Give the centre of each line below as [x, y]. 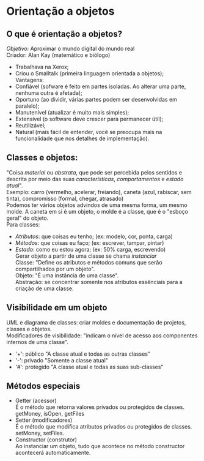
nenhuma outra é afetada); [49, 93]
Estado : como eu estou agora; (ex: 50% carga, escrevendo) [90, 249]
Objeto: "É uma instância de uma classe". [67, 275]
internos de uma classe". [38, 342]
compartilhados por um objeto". [55, 269]
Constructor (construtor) [46, 440]
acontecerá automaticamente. [53, 453]
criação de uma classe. [45, 288]
